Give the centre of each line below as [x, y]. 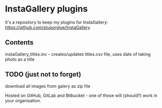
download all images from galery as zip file [48, 86]
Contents [19, 43]
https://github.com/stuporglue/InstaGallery [48, 27]
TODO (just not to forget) [43, 74]
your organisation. [23, 100]
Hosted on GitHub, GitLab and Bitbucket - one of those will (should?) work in [81, 95]
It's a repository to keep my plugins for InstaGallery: [57, 22]
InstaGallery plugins [46, 9]
